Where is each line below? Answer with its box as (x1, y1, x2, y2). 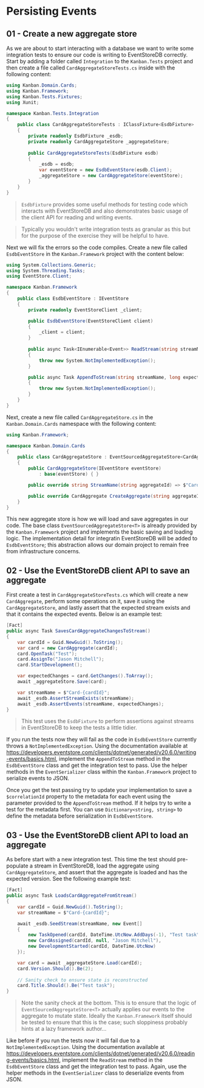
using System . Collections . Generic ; (6, 262, 97, 268)
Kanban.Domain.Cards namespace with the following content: (6, 420, 157, 427)
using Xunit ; (6, 99, 39, 105)
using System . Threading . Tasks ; (6, 267, 86, 274)
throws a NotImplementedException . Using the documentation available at (6, 742, 188, 750)
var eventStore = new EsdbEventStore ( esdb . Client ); (38, 167, 172, 173)
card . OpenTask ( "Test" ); (17, 651, 78, 657)
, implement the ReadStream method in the (59, 1056, 163, 1064)
